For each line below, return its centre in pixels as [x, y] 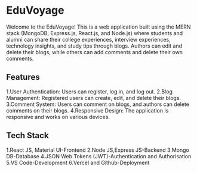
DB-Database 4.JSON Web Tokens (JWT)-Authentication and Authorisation [99, 156]
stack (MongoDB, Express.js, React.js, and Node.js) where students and [95, 33]
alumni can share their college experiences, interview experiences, [89, 39]
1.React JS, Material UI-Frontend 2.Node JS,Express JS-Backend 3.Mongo [98, 150]
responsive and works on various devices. [58, 117]
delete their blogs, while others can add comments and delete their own [95, 52]
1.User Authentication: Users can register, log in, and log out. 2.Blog [90, 91]
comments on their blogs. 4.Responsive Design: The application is [87, 110]
